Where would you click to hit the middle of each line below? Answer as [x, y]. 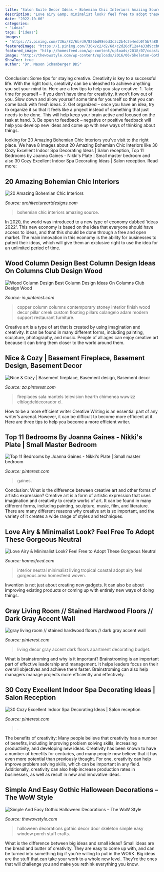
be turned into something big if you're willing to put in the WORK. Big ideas [80, 853]
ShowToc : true [20, 60]
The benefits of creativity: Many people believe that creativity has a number [81, 738]
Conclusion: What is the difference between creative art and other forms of [81, 490]
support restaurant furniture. [46, 317]
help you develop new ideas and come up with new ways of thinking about [80, 125]
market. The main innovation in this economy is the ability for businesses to [81, 237]
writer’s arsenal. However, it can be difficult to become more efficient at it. [79, 416]
